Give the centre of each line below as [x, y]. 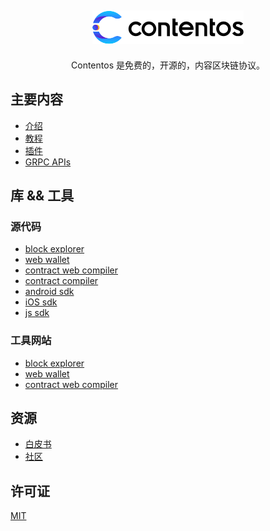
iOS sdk [41, 302]
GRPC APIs [48, 162]
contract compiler [61, 281]
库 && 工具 [42, 196]
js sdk [37, 313]
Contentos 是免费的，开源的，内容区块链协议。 [168, 65]
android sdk [49, 292]
